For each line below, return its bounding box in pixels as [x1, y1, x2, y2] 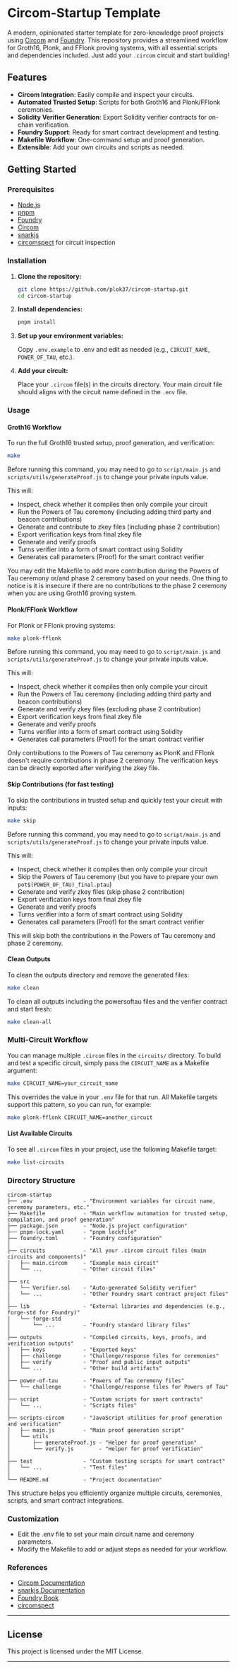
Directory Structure [7, 1175, 75, 1185]
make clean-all [7, 1018, 52, 1026]
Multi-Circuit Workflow [7, 1035, 88, 1045]
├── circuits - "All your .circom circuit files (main [7, 1247, 207, 1254]
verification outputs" [7, 1340, 74, 1347]
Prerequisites [7, 185, 54, 195]
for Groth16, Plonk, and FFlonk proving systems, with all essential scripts [7, 43, 217, 52]
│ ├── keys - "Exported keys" [7, 1346, 138, 1353]
